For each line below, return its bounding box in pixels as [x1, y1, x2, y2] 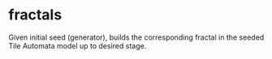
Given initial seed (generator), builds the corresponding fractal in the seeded [8, 32, 265, 42]
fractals [8, 6, 63, 24]
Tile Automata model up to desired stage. [8, 40, 147, 50]
